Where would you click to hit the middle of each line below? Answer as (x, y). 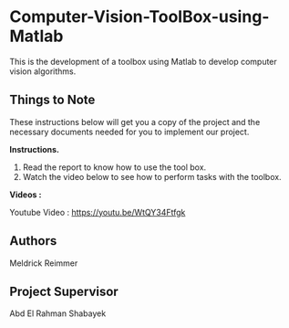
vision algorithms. (43, 71)
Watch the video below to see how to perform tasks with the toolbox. (152, 176)
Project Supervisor (64, 291)
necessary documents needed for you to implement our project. (129, 132)
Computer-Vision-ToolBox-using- (139, 17)
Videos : (26, 195)
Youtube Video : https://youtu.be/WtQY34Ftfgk (98, 212)
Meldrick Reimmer (44, 263)
